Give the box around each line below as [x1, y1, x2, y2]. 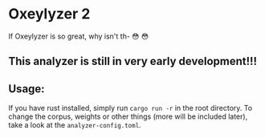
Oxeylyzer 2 [8, 5, 91, 23]
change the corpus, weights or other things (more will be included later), [8, 112, 248, 121]
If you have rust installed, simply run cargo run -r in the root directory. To [8, 103, 253, 113]
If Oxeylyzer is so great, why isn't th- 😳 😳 [8, 31, 149, 41]
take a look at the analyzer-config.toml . [8, 120, 142, 130]
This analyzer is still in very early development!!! [8, 55, 257, 68]
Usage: [8, 82, 46, 95]
